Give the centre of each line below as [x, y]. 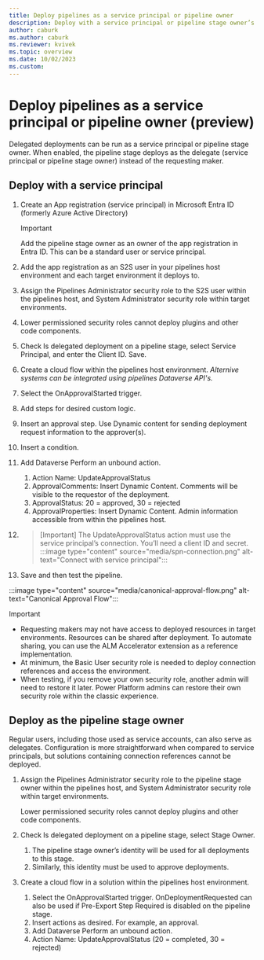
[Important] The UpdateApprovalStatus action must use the [135, 535]
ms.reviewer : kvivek [43, 45]
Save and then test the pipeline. [71, 575]
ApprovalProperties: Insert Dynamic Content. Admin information [135, 511]
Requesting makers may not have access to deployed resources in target [138, 629]
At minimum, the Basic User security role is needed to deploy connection [138, 662]
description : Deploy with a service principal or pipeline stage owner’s [132, 23]
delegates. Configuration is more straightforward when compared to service [132, 748]
